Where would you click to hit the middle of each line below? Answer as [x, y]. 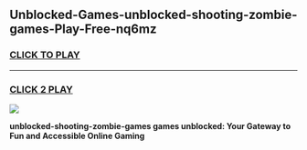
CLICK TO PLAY [45, 55]
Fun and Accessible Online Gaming [77, 135]
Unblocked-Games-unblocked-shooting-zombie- [153, 15]
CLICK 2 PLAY [41, 89]
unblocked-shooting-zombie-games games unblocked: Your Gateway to [150, 125]
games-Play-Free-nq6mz [83, 30]
